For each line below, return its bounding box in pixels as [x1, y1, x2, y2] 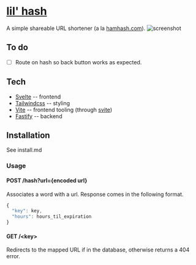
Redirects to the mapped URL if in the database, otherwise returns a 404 [6, 246, 190, 253]
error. [6, 253, 20, 260]
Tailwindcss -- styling [15, 99, 70, 106]
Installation [6, 130, 50, 141]
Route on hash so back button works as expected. [15, 58, 142, 65]
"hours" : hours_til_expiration [12, 214, 92, 220]
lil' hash [6, 4, 47, 18]
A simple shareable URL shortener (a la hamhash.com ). [6, 24, 146, 32]
